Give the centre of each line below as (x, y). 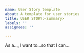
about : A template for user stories (42, 14)
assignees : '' (20, 27)
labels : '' (16, 23)
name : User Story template (32, 9)
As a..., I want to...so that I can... (37, 45)
